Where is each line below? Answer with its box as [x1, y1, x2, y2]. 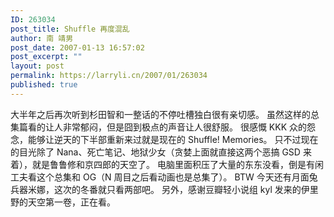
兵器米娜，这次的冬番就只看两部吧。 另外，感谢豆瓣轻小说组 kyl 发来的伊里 [10, 183, 319, 195]
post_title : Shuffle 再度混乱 [10, 24, 130, 34]
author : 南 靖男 [10, 33, 74, 43]
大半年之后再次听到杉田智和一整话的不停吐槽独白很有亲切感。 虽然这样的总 [10, 108, 320, 120]
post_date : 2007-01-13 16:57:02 [10, 42, 145, 53]
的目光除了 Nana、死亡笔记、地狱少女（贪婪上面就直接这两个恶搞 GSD [10, 146, 301, 158]
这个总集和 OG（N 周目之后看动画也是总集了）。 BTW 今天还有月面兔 [36, 171, 318, 183]
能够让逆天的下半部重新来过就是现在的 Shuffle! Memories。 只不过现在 [27, 133, 319, 145]
